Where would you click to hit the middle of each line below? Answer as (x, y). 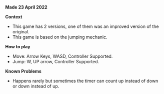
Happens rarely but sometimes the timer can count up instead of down (85, 81)
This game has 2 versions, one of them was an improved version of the (85, 26)
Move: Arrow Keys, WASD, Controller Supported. (62, 56)
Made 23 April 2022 (26, 7)
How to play (18, 47)
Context (14, 17)
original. (21, 32)
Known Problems (23, 71)
